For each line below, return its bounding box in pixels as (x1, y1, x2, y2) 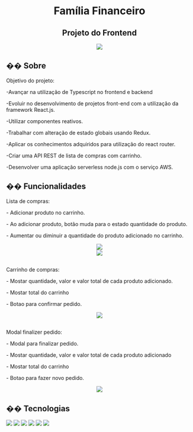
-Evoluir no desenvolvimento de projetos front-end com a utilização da (6, 99, 179, 107)
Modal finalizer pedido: (6, 328, 62, 336)
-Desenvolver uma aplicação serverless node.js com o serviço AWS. (6, 163, 173, 170)
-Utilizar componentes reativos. (6, 117, 83, 125)
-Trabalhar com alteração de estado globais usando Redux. (6, 129, 151, 136)
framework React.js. (6, 106, 55, 113)
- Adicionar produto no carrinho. (6, 209, 85, 216)
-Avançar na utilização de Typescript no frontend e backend (6, 88, 153, 95)
